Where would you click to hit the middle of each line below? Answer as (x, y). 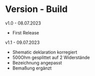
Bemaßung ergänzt (32, 68)
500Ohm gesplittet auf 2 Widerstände (51, 57)
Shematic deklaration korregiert (45, 52)
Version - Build (37, 9)
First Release (26, 32)
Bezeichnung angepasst (37, 62)
